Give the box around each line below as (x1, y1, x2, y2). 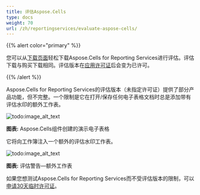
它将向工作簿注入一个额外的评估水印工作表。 (6, 138, 116, 145)
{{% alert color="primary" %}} (6, 42, 81, 49)
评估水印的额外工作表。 (6, 101, 64, 108)
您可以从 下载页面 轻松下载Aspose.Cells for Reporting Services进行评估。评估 (6, 54, 195, 62)
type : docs (6, 14, 33, 20)
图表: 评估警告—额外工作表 (6, 162, 73, 169)
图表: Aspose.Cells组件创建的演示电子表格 (6, 125, 110, 132)
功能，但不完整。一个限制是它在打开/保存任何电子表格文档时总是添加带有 (11, 93, 192, 100)
